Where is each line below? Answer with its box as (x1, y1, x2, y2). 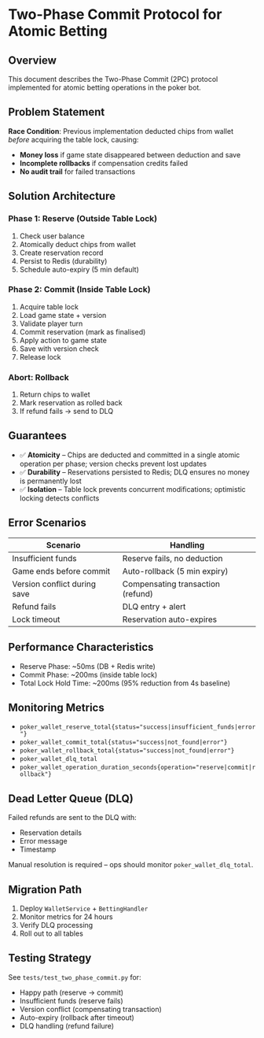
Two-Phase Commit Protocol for (8, 6, 222, 24)
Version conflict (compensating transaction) (19, 1004, 163, 1014)
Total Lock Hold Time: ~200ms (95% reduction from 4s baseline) (19, 678, 230, 688)
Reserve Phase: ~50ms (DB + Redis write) (19, 661, 156, 670)
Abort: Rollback (8, 371, 69, 382)
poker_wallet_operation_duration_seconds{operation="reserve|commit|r (19, 763, 256, 772)
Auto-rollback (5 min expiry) (122, 565, 229, 576)
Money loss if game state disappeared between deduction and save (19, 150, 241, 159)
